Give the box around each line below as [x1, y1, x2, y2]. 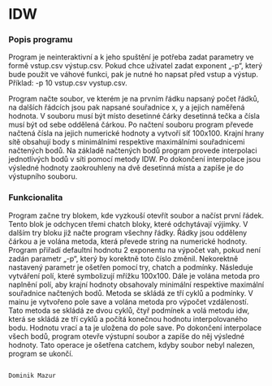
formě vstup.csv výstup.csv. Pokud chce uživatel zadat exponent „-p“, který [8, 61, 263, 71]
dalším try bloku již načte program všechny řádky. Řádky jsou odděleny [8, 228, 248, 237]
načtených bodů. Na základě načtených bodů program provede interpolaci [8, 145, 257, 155]
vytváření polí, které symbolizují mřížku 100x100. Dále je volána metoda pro [8, 271, 260, 280]
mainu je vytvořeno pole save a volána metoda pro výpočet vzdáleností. [8, 297, 249, 306]
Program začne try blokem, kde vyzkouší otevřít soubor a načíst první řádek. [8, 210, 265, 220]
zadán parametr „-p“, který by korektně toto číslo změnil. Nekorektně [8, 254, 239, 263]
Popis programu [8, 34, 73, 46]
